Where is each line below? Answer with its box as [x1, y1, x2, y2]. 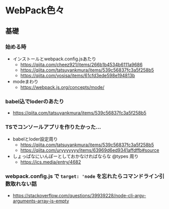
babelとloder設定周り [12, 136, 58, 142]
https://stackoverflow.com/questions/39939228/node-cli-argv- [12, 192, 147, 198]
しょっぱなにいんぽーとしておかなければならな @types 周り [12, 153, 139, 159]
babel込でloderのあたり [5, 98, 64, 105]
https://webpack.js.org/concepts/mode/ [20, 84, 105, 90]
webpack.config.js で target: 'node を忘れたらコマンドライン [5, 173, 159, 180]
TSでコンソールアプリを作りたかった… [5, 124, 101, 131]
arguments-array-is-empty [12, 198, 69, 204]
